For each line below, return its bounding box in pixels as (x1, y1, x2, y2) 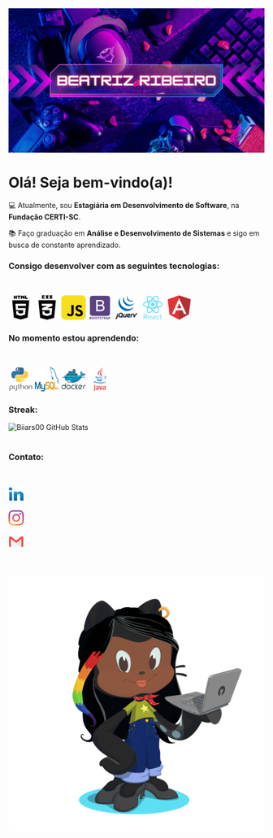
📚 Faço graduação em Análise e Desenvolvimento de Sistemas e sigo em (8, 228, 260, 238)
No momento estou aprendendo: (8, 332, 140, 344)
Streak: (8, 404, 38, 415)
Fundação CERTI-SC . (8, 212, 81, 222)
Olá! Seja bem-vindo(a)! (8, 173, 173, 192)
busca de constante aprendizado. (8, 240, 121, 250)
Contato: (8, 451, 45, 462)
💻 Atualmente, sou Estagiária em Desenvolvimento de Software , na (8, 201, 240, 211)
